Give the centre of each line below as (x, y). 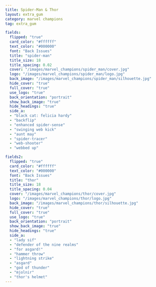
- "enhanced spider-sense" (37, 125)
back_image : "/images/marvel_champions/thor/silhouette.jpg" (74, 203)
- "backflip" (23, 120)
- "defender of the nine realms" (44, 245)
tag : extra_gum (21, 24)
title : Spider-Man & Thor (32, 10)
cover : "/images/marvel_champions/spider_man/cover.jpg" (70, 70)
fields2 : (14, 157)
